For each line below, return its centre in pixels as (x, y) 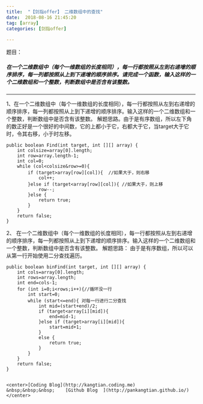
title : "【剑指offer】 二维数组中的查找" (55, 12)
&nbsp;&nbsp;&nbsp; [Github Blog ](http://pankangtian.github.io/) (98, 390)
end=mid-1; (63, 317)
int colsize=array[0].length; (55, 151)
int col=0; (31, 161)
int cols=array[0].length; (51, 272)
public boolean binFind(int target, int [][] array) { (76, 267)
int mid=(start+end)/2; (68, 306)
